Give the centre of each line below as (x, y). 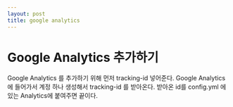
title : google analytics (44, 20)
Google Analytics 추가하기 (83, 57)
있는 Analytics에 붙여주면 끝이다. (53, 96)
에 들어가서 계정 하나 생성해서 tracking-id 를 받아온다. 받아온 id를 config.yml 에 (117, 87)
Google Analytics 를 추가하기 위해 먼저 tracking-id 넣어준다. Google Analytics (116, 78)
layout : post (26, 14)
